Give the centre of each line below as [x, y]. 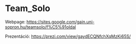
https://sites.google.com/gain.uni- [60, 22]
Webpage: [15, 22]
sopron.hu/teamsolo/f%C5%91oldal [40, 27]
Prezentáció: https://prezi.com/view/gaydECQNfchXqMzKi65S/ [68, 36]
